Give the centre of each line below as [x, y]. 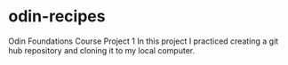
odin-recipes [57, 16]
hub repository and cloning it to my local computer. [102, 50]
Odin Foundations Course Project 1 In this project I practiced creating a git [144, 41]
